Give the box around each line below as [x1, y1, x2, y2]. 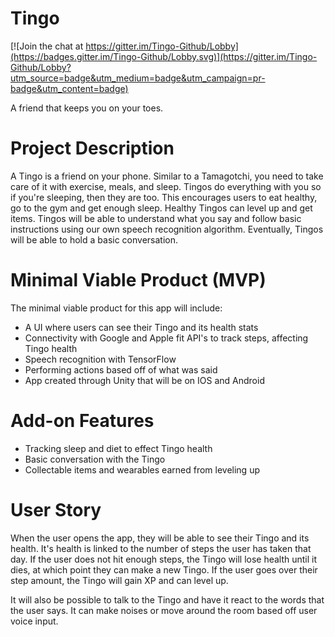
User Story [10, 498, 102, 521]
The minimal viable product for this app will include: [10, 302, 223, 314]
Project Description [10, 137, 175, 160]
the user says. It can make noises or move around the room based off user [10, 604, 318, 616]
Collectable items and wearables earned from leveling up [24, 463, 260, 476]
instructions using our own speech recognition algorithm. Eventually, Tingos [10, 223, 324, 235]
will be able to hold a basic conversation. [10, 233, 179, 246]
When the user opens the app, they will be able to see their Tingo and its [10, 532, 310, 544]
